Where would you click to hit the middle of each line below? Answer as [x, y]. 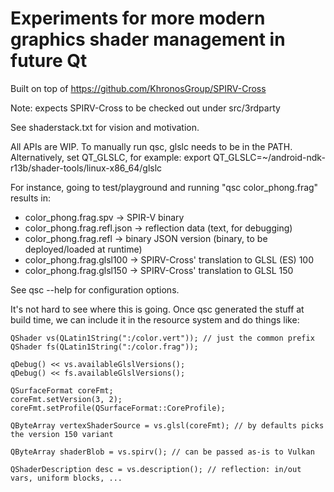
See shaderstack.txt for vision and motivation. [105, 127]
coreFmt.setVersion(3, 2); [66, 399]
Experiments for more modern [138, 18]
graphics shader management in [148, 39]
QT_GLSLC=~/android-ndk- [269, 157]
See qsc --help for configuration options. [95, 289]
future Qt [49, 61]
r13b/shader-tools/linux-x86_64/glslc [86, 168]
